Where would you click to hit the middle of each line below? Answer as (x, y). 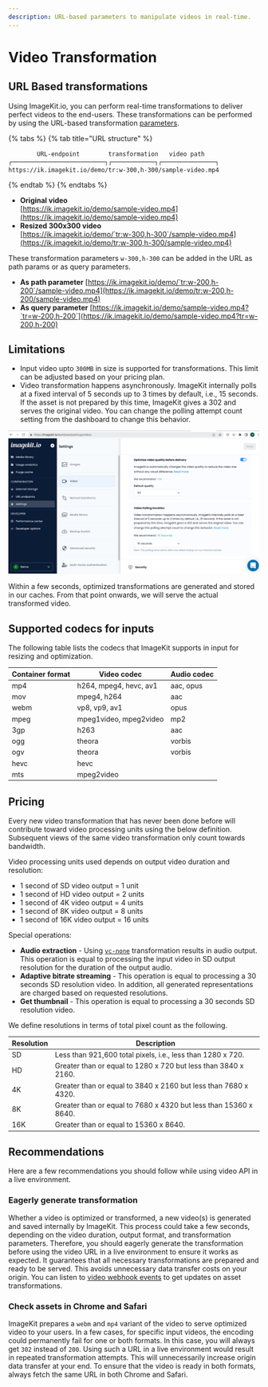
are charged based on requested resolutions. (94, 993)
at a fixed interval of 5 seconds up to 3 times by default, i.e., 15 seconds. (139, 394)
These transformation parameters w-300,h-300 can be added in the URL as (130, 258)
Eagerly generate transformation (73, 1200)
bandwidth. (27, 847)
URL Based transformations (78, 87)
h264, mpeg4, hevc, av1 (117, 686)
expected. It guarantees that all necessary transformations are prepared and (134, 1260)
